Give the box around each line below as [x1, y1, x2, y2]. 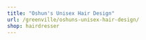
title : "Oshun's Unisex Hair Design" [7, 9, 115, 17]
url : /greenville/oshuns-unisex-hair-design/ [7, 16, 139, 23]
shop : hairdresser [7, 22, 60, 29]
